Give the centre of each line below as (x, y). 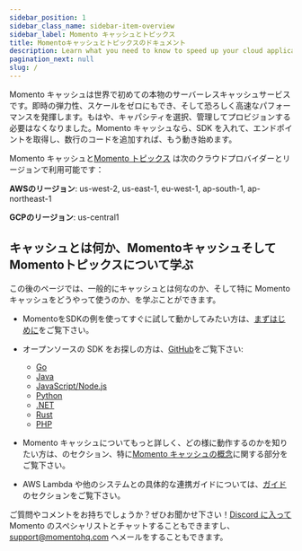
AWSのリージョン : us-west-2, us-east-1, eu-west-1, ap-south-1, (127, 188)
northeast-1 (31, 198)
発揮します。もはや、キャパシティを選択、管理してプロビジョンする (165, 117)
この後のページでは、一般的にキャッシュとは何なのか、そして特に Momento (150, 288)
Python (49, 395)
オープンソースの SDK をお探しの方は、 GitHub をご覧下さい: (133, 349)
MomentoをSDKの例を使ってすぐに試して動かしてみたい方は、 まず (146, 319)
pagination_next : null (52, 59)
